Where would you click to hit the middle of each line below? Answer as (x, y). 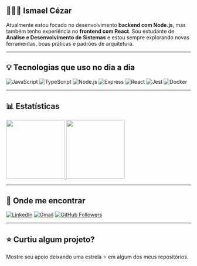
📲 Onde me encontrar (46, 201)
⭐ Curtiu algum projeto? (50, 239)
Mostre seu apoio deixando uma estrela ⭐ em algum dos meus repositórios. (97, 257)
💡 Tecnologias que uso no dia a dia (71, 68)
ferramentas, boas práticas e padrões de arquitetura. (70, 43)
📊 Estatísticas (33, 106)
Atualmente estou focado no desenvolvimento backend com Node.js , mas (96, 25)
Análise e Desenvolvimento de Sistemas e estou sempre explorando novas (98, 37)
